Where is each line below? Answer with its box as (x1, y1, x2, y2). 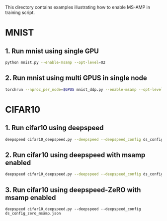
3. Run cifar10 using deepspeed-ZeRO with (5, 186, 141, 194)
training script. (5, 9, 35, 15)
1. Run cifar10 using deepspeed (5, 124, 104, 132)
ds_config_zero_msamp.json (5, 211, 61, 216)
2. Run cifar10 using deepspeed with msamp (5, 151, 146, 159)
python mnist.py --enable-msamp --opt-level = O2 (5, 60, 106, 65)
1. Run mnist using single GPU (5, 47, 99, 55)
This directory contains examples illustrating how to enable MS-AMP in (5, 4, 151, 10)
